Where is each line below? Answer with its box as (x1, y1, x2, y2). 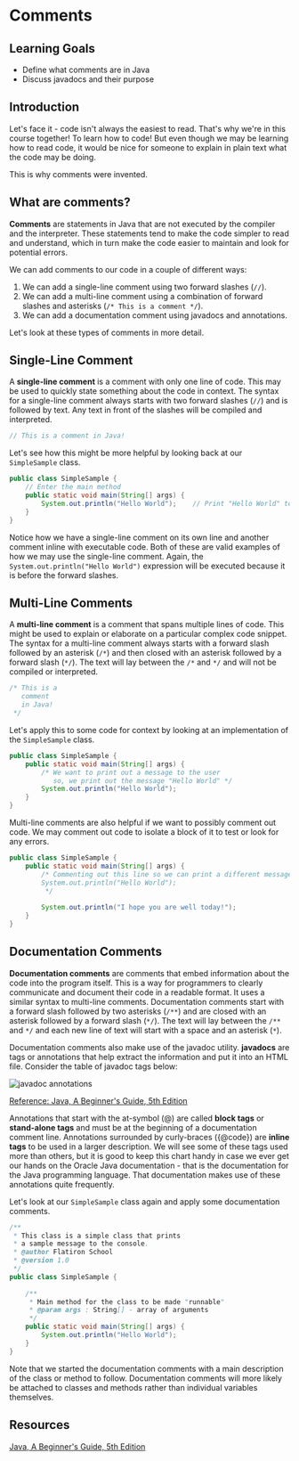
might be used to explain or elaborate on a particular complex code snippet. (9, 629, 287, 640)
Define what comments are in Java (21, 64, 150, 75)
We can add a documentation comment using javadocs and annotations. (21, 309, 287, 321)
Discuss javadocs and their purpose (21, 74, 154, 85)
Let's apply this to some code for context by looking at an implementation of (9, 724, 289, 735)
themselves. (9, 1392, 54, 1402)
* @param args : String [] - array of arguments (28, 1306, 209, 1315)
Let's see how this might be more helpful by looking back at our (9, 447, 243, 459)
